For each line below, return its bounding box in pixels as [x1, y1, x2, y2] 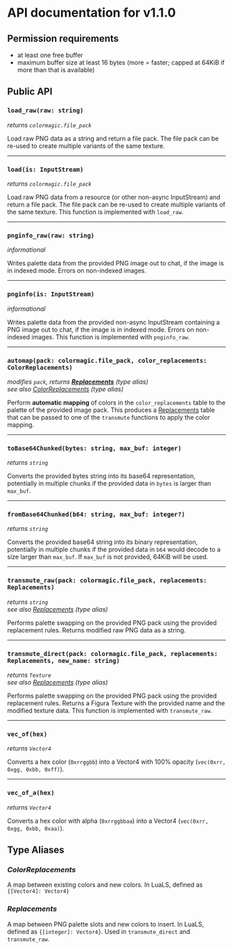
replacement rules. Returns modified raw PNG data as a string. [7, 625, 186, 634]
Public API [7, 85, 53, 98]
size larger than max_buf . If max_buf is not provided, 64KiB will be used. [7, 552, 209, 561]
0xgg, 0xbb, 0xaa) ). [7, 824, 64, 832]
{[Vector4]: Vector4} [7, 888, 70, 895]
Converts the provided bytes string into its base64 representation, [7, 472, 196, 480]
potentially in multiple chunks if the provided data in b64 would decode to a [7, 546, 221, 554]
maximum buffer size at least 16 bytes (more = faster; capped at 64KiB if [17, 58, 225, 67]
